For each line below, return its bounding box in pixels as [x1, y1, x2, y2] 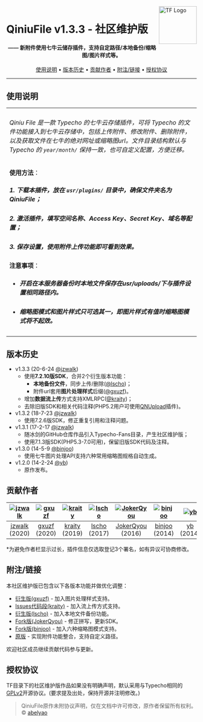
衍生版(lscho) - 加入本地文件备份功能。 [14, 610, 112, 617]
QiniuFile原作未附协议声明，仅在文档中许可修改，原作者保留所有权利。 [21, 702, 197, 709]
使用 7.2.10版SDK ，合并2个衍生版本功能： [24, 373, 128, 380]
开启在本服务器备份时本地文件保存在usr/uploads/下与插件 [19, 279, 185, 288]
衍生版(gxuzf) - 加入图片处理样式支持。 [14, 595, 113, 602]
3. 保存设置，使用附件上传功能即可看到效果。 [9, 242, 138, 251]
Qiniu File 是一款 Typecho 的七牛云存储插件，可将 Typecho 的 [9, 118, 184, 126]
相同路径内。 [25, 288, 62, 297]
